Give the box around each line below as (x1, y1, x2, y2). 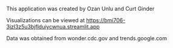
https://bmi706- (86, 17, 126, 23)
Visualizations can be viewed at (6, 17, 85, 23)
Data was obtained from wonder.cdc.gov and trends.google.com (6, 35, 168, 41)
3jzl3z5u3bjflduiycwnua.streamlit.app (6, 23, 100, 30)
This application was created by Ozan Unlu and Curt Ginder (6, 5, 155, 12)
